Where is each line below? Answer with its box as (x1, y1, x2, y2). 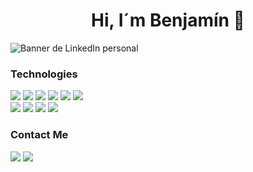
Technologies (10, 67, 78, 81)
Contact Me (10, 128, 69, 142)
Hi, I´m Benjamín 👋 (91, 9, 245, 32)
